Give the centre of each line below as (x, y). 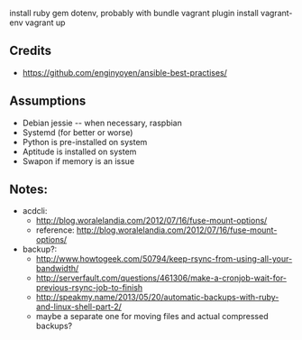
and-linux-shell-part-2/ (78, 307)
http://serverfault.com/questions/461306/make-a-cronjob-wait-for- (161, 278)
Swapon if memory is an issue (78, 161)
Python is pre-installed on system (85, 142)
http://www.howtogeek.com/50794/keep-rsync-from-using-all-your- (164, 259)
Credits (31, 51)
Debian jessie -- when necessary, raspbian (102, 123)
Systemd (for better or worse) (78, 132)
